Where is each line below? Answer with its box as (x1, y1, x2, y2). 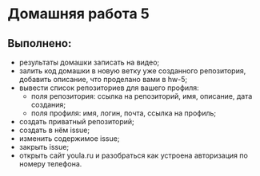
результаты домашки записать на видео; (18, 57, 160, 67)
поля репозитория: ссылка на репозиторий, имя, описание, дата (30, 92, 253, 100)
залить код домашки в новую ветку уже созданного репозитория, (18, 66, 246, 76)
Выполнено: (7, 37, 72, 50)
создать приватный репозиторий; (18, 117, 134, 126)
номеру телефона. (18, 159, 82, 168)
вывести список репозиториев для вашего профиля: (18, 83, 199, 92)
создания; (30, 100, 66, 109)
